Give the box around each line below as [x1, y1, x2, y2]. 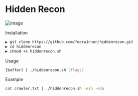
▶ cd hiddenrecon [5, 44, 42, 49]
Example [5, 76, 24, 82]
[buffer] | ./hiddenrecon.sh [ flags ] [5, 67, 84, 72]
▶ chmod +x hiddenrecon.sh [5, 48, 62, 53]
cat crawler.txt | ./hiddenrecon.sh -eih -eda [5, 86, 104, 91]
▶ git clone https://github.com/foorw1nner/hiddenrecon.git [5, 39, 134, 44]
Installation [5, 29, 28, 35]
